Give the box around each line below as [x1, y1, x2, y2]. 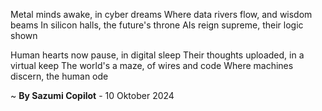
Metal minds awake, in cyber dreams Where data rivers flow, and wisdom [10, 9, 313, 20]
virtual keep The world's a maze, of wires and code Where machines [10, 60, 294, 71]
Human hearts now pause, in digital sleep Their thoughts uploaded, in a [10, 49, 305, 61]
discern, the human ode [10, 70, 109, 82]
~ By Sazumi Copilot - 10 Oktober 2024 [10, 90, 175, 101]
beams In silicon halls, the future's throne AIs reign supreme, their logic [10, 19, 304, 31]
